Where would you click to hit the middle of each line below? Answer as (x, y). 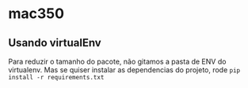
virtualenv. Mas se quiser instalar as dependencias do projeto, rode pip (124, 70)
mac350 (36, 14)
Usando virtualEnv (55, 43)
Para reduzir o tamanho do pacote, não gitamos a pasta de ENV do (117, 61)
